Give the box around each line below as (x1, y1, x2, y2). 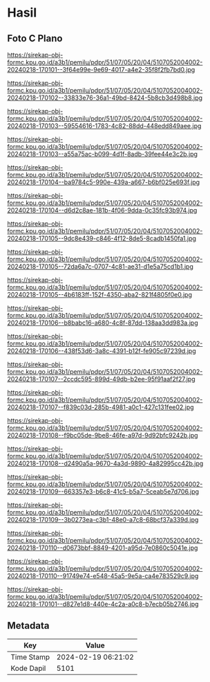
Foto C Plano (7, 33, 63, 44)
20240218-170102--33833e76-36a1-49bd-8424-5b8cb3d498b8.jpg (7, 93, 202, 102)
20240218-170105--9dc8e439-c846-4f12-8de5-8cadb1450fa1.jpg (7, 234, 197, 242)
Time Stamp (10, 652, 50, 662)
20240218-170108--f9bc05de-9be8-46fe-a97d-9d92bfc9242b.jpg (7, 431, 198, 439)
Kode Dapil (10, 663, 46, 673)
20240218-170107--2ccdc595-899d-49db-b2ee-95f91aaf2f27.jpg (7, 375, 195, 383)
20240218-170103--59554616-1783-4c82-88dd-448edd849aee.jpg (7, 122, 202, 129)
